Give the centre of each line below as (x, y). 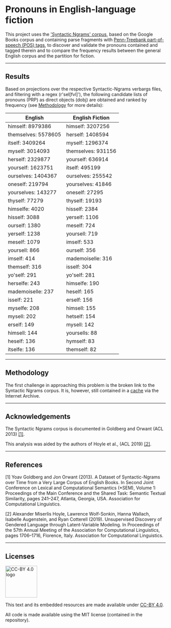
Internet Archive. (23, 396)
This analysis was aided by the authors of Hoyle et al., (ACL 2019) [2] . (78, 444)
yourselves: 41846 (89, 184)
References (24, 465)
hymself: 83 (80, 341)
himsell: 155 (81, 308)
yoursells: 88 (82, 333)
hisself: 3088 (24, 217)
